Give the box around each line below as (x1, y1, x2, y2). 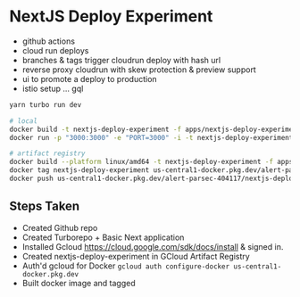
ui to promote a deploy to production (21, 73, 158, 84)
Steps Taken (9, 199, 80, 214)
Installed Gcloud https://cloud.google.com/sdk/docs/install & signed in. (21, 241, 284, 252)
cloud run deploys (21, 45, 89, 55)
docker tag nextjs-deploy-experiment (9, 166, 150, 175)
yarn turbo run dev (9, 100, 82, 109)
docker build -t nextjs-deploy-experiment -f (9, 125, 181, 134)
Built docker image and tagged (21, 277, 136, 288)
